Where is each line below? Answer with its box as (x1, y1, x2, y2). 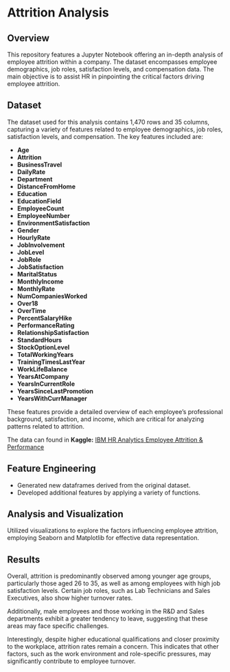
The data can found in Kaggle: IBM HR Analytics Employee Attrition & (7, 435, 203, 444)
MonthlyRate (16, 284, 56, 293)
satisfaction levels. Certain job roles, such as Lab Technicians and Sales (7, 587, 211, 595)
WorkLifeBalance (16, 365, 68, 373)
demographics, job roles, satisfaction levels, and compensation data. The (7, 65, 214, 73)
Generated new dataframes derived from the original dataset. (16, 481, 191, 489)
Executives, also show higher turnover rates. (7, 594, 133, 603)
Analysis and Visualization (7, 508, 124, 520)
